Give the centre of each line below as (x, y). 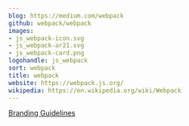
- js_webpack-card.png (46, 53)
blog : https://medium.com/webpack (66, 16)
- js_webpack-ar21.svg (46, 46)
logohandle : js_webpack (48, 61)
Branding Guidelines (42, 113)
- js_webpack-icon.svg (46, 38)
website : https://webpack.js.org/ (66, 83)
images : (21, 30)
